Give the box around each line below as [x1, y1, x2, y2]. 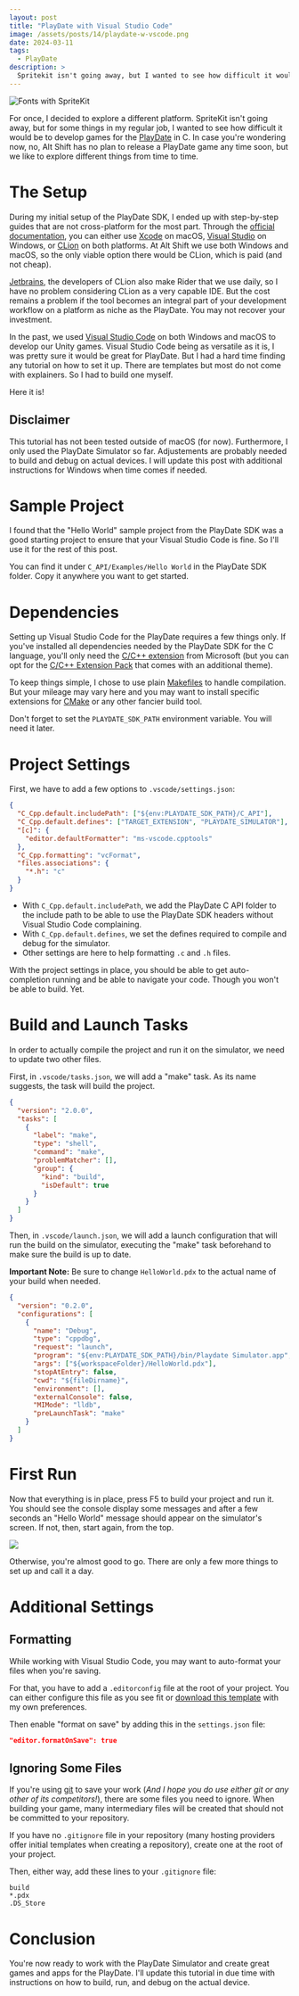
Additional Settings [9, 1596, 154, 1617]
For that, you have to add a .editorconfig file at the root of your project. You [9, 1682, 289, 1693]
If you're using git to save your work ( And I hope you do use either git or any [9, 1785, 289, 1795]
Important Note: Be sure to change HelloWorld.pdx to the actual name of [9, 1266, 277, 1276]
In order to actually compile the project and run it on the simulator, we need [9, 1044, 285, 1055]
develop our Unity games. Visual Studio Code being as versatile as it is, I [9, 341, 275, 351]
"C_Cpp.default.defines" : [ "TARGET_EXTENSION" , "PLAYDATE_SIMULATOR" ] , [17, 818, 289, 827]
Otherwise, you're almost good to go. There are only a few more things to [9, 1555, 279, 1566]
